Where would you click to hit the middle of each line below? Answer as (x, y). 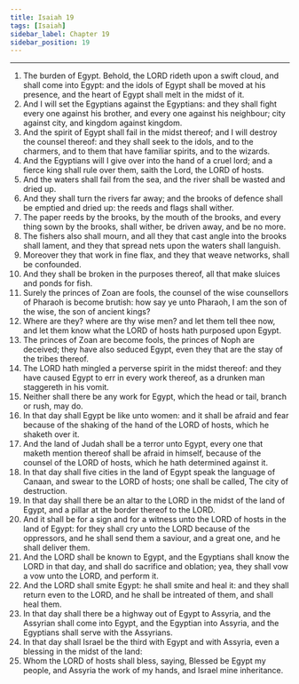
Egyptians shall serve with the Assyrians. (98, 632)
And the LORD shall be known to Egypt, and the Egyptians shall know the (156, 557)
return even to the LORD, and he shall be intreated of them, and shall (148, 595)
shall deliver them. (56, 548)
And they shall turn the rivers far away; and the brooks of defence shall (153, 199)
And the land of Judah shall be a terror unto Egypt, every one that (143, 444)
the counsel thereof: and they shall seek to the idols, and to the (138, 142)
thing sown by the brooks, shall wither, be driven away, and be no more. (154, 227)
